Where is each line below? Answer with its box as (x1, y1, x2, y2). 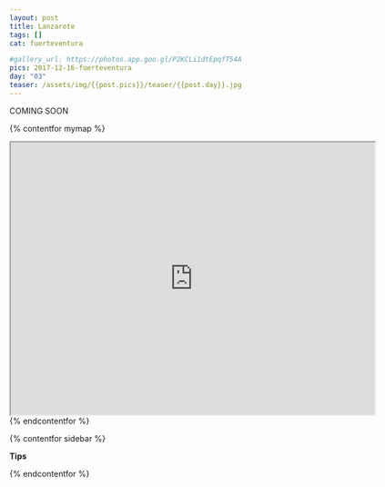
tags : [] (9, 30, 43, 39)
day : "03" (9, 72, 47, 82)
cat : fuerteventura (9, 38, 84, 48)
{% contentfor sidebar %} (9, 432, 106, 443)
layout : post (9, 13, 59, 23)
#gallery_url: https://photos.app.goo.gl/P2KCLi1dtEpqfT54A (9, 55, 243, 65)
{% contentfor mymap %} (9, 123, 106, 134)
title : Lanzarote (9, 22, 76, 31)
